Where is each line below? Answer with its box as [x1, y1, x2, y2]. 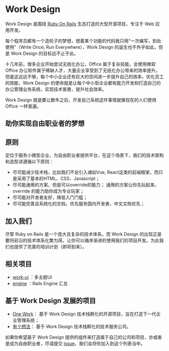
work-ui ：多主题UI [12, 274, 52, 280]
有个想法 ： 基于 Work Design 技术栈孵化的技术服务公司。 [12, 323, 132, 329]
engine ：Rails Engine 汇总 [12, 280, 68, 286]
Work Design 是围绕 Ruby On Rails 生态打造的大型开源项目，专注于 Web [5, 21, 154, 27]
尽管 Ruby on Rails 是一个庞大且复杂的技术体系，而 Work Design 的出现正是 [5, 231, 162, 237]
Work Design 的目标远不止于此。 [11, 50, 79, 56]
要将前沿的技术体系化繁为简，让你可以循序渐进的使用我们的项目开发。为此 [5, 237, 159, 243]
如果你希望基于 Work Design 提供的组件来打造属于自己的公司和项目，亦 [5, 334, 153, 340]
